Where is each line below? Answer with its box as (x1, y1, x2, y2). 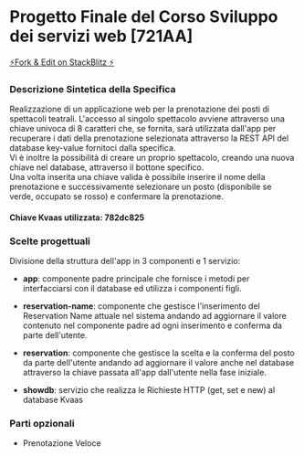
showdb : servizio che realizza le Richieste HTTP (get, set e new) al (22, 385, 276, 396)
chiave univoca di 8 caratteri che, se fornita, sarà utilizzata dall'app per (9, 123, 277, 134)
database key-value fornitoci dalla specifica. (9, 143, 176, 154)
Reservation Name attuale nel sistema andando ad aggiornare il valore (22, 311, 288, 322)
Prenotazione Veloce (22, 438, 102, 449)
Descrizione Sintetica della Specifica (9, 82, 176, 95)
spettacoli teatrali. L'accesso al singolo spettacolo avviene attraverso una (9, 113, 286, 124)
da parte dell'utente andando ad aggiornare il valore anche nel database (22, 357, 295, 368)
